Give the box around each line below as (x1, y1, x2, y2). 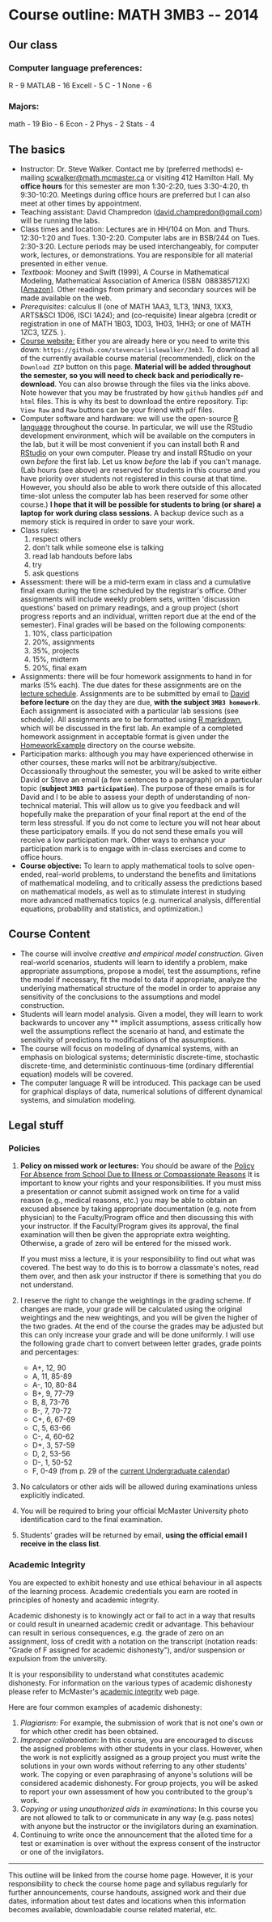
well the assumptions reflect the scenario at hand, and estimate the (19, 1026, 244, 1035)
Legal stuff (8, 1119, 64, 1133)
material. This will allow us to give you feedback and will (52, 800, 240, 810)
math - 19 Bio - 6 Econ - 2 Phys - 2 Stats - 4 (8, 119, 155, 129)
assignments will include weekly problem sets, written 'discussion (19, 593, 240, 604)
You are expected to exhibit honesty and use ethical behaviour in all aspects (8, 1577, 262, 1588)
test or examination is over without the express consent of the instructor (19, 1838, 261, 1848)
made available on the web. (19, 293, 113, 303)
